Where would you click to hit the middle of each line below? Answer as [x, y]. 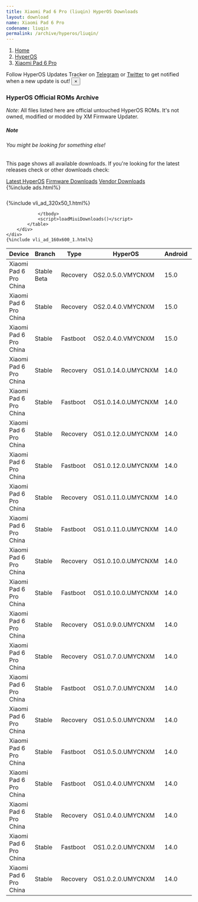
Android [176, 254]
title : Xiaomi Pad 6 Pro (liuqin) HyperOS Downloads [72, 12]
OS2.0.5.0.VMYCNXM [124, 275]
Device [19, 254]
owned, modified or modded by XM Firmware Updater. [72, 117]
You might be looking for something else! [56, 145]
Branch [45, 254]
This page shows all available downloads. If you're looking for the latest [93, 164]
